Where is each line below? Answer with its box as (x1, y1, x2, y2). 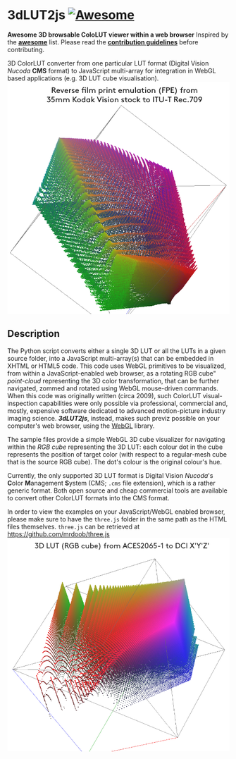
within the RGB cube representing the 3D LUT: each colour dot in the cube (7, 443, 223, 451)
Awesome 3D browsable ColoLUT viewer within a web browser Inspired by (7, 30, 229, 39)
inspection (7, 399, 38, 407)
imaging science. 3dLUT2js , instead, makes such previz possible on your (7, 414, 221, 422)
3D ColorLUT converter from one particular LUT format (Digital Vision (7, 58, 209, 67)
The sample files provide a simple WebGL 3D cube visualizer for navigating (7, 435, 225, 443)
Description (7, 328, 60, 340)
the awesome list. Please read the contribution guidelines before (7, 37, 199, 46)
